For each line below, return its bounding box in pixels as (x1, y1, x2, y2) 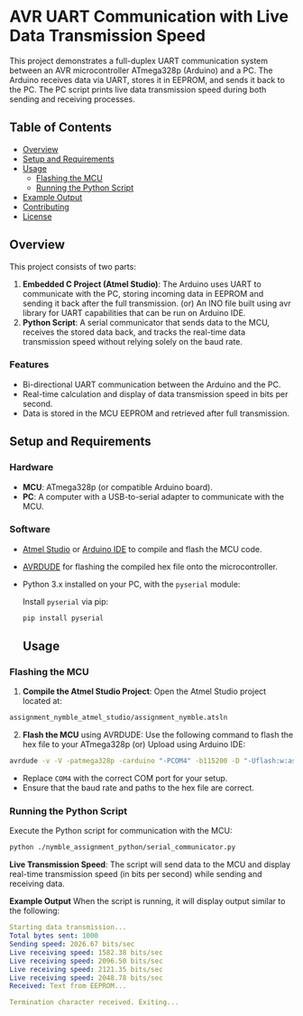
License (22, 210, 52, 222)
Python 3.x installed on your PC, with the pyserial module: (22, 578, 241, 589)
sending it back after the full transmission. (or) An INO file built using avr (22, 298, 291, 309)
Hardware (9, 461, 54, 474)
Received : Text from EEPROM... (9, 982, 127, 991)
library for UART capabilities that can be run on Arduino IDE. (22, 307, 246, 318)
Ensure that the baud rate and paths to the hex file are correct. (22, 782, 255, 793)
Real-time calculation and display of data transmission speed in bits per (22, 388, 289, 399)
